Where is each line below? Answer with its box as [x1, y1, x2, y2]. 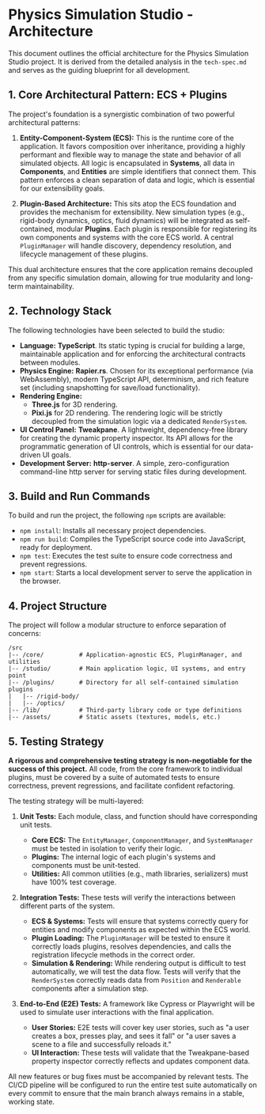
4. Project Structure [8, 599, 108, 612]
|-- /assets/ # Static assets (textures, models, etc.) [8, 714, 221, 722]
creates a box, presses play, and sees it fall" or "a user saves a [31, 1031, 237, 1040]
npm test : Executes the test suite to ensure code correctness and [19, 551, 233, 561]
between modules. [19, 358, 81, 367]
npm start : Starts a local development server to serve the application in [19, 568, 252, 578]
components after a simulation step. [31, 983, 149, 993]
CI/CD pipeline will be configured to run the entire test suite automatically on [8, 1080, 257, 1089]
